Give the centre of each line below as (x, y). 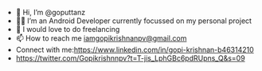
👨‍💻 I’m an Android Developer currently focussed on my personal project (134, 21)
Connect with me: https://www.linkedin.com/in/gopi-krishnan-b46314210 (135, 49)
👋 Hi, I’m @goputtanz (51, 12)
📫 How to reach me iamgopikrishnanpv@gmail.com (101, 38)
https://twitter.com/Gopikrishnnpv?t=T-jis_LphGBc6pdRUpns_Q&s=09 (130, 58)
